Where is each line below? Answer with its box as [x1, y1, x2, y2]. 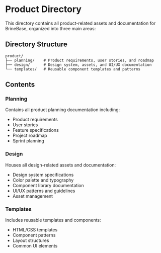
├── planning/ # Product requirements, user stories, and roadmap [5, 58, 154, 63]
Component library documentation [12, 182, 84, 188]
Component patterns [12, 232, 56, 238]
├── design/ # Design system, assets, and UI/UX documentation [5, 62, 152, 67]
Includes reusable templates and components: [5, 217, 102, 223]
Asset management [12, 193, 53, 199]
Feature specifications [12, 127, 59, 133]
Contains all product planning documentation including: [5, 107, 120, 113]
